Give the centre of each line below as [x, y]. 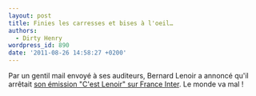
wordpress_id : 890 [39, 46]
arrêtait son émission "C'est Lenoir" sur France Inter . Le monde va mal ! [126, 84]
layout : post [30, 16]
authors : [23, 30]
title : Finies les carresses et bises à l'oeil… [91, 23]
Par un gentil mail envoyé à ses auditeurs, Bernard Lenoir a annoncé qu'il [129, 76]
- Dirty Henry [39, 38]
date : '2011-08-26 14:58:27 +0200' [68, 53]
